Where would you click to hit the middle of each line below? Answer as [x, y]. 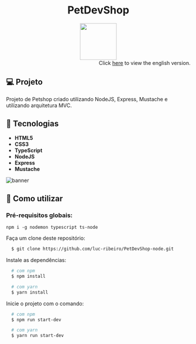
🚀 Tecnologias [32, 124]
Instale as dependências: [36, 260]
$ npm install [28, 276]
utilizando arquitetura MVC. [39, 105]
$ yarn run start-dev [38, 336]
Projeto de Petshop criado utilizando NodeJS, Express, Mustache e [87, 99]
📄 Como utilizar [35, 199]
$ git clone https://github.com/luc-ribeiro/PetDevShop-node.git [93, 249]
